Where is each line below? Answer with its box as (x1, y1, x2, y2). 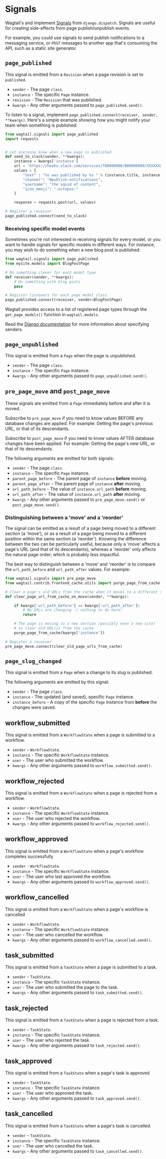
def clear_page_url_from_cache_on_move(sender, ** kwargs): (5, 594, 129, 599)
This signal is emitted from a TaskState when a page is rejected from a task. (5, 1017, 160, 1023)
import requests (5, 136, 39, 142)
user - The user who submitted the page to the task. (12, 984, 119, 990)
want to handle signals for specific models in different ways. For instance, (5, 241, 155, 248)
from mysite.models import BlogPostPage (5, 261, 90, 266)
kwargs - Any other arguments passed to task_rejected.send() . (12, 1043, 141, 1049)
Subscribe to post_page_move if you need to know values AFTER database (5, 435, 154, 441)
